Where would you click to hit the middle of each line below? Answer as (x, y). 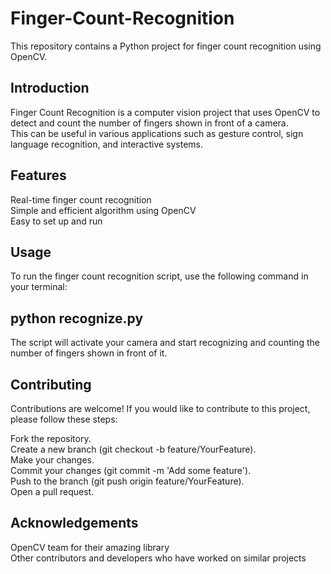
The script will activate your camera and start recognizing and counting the (165, 343)
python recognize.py (77, 318)
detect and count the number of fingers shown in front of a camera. (149, 123)
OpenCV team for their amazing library (90, 547)
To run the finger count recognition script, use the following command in (159, 276)
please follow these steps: (64, 419)
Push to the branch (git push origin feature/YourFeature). (127, 481)
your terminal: (39, 287)
